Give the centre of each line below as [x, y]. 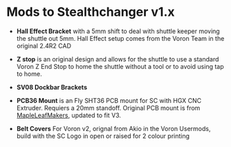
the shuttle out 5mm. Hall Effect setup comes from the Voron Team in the [120, 38]
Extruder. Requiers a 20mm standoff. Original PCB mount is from [108, 108]
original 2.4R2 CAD [44, 46]
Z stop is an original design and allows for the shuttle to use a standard [118, 59]
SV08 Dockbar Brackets [52, 87]
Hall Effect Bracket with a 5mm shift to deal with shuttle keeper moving [118, 31]
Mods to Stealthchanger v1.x [91, 12]
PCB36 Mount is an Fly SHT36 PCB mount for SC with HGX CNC [109, 100]
